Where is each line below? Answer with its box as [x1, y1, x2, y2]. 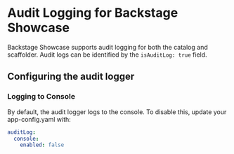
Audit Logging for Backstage [7, 5, 178, 21]
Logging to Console [7, 92, 76, 101]
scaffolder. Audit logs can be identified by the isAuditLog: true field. [7, 50, 207, 59]
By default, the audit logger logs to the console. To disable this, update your [7, 107, 227, 116]
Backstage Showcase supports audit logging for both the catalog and [7, 43, 209, 51]
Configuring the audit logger [7, 71, 135, 83]
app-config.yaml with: [7, 115, 72, 123]
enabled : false [20, 141, 65, 148]
